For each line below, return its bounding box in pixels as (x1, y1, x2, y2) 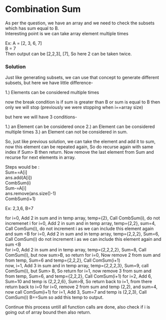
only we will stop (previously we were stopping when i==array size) (5, 105, 143, 110)
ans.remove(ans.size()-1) (5, 191, 56, 197)
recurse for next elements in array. (5, 154, 76, 160)
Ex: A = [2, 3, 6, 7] (5, 40, 42, 46)
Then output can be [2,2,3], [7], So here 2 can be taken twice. (5, 51, 132, 57)
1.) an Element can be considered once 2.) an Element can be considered (5, 123, 155, 130)
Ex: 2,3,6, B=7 (5, 206, 34, 212)
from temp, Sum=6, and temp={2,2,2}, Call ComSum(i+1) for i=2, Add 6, (5, 273, 153, 279)
